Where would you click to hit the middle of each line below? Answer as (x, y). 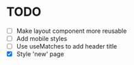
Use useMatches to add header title (67, 47)
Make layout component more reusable (71, 31)
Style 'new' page (40, 54)
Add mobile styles (42, 39)
